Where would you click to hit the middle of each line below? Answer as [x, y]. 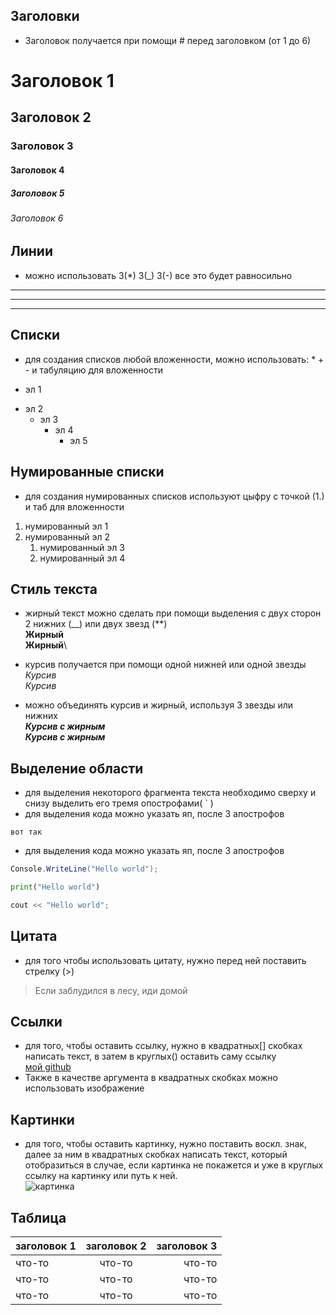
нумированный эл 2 [67, 536]
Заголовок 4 [37, 170]
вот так [26, 832]
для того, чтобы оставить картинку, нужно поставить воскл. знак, [165, 1144]
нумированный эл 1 [66, 526]
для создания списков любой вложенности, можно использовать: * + [174, 359]
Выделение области [77, 768]
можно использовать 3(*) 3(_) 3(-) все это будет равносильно [158, 275]
